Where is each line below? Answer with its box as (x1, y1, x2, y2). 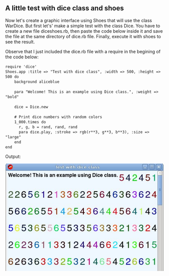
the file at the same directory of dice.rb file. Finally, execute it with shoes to (5, 33, 161, 39)
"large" (5, 134, 22, 140)
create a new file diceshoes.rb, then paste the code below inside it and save (5, 28, 163, 34)
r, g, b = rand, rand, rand (18, 124, 78, 130)
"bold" (5, 94, 19, 100)
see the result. (5, 39, 35, 45)
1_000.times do (14, 119, 46, 125)
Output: (5, 153, 21, 159)
